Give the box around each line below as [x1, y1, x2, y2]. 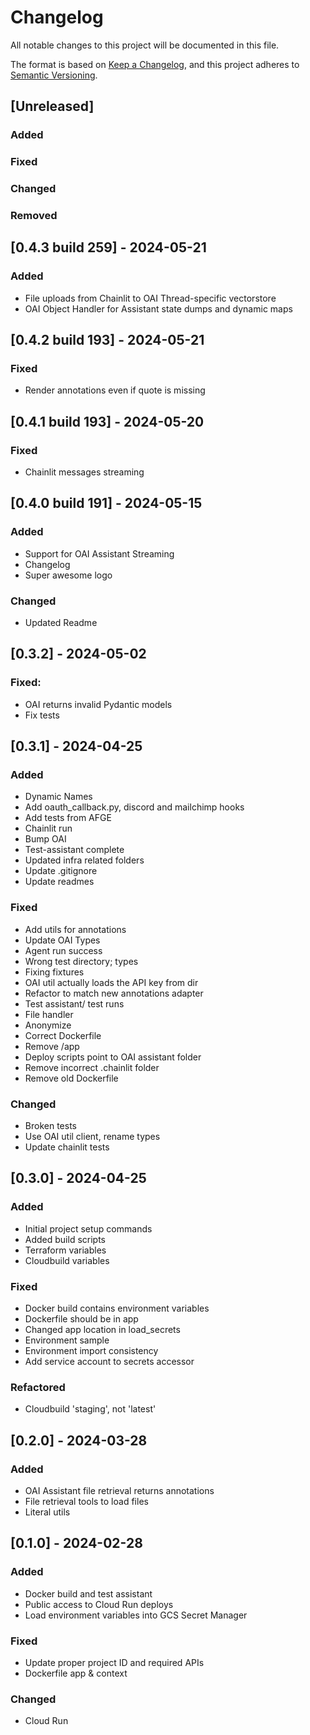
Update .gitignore [24, 865, 98, 877]
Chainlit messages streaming [24, 466, 145, 478]
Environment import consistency [24, 1345, 159, 1357]
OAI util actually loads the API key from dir [24, 976, 199, 988]
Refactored [10, 1380, 66, 1394]
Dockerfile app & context [24, 1667, 128, 1679]
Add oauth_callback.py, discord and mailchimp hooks [24, 801, 245, 813]
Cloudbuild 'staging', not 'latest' [24, 1403, 157, 1415]
